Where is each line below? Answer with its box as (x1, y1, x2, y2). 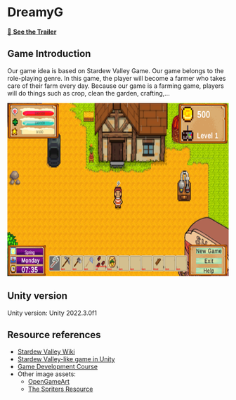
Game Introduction (7, 48, 91, 60)
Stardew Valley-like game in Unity (17, 355, 115, 363)
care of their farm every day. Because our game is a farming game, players (7, 82, 225, 90)
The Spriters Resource (27, 385, 93, 394)
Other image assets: (17, 370, 76, 378)
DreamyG (7, 4, 64, 20)
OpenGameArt (27, 378, 70, 386)
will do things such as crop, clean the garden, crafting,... (7, 89, 170, 97)
